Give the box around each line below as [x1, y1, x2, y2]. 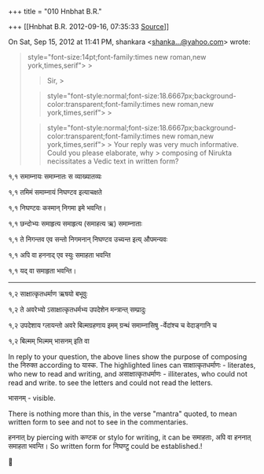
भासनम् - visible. [8, 393, 57, 402]
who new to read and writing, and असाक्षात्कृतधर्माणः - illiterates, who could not [8, 369, 247, 378]
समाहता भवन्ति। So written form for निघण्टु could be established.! [8, 442, 203, 450]
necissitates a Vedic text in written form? [46, 156, 179, 166]
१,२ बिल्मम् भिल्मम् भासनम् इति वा [8, 336, 90, 345]
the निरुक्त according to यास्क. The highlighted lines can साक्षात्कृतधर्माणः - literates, [8, 361, 256, 369]
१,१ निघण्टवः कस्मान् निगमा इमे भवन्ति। [8, 204, 107, 212]
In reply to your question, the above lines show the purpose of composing [8, 352, 247, 361]
